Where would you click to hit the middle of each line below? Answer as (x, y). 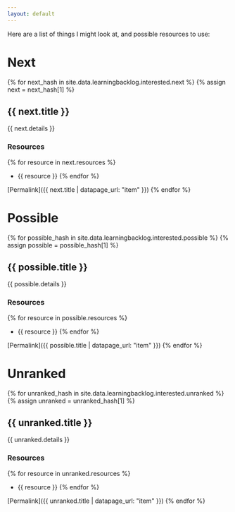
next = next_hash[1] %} (41, 90)
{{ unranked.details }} (39, 440)
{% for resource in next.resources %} (62, 162)
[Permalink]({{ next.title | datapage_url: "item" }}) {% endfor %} (99, 189)
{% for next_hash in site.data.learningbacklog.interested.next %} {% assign (117, 82)
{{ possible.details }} (37, 284)
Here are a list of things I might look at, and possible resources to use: (109, 34)
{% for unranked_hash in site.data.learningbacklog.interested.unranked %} (116, 393)
